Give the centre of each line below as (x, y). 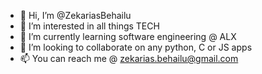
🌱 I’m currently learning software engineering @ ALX (128, 36)
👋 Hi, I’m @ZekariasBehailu (75, 15)
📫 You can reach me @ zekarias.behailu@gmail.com (129, 58)
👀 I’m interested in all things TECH (89, 26)
